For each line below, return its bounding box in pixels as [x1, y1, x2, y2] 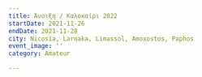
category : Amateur [8, 49, 71, 58]
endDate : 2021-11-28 [8, 27, 79, 35]
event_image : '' [8, 42, 63, 50]
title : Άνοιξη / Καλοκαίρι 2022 [8, 11, 118, 20]
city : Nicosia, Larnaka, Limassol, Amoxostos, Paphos [8, 34, 195, 43]
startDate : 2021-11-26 [8, 19, 85, 28]
